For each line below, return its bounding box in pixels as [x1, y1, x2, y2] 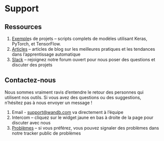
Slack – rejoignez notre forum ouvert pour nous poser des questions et [11, 57, 156, 62]
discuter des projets [11, 62, 53, 68]
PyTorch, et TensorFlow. [11, 41, 61, 47]
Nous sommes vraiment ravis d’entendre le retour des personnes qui [4, 89, 144, 95]
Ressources [4, 23, 42, 31]
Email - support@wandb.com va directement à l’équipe [11, 109, 124, 115]
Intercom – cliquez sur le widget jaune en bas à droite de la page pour [11, 114, 154, 120]
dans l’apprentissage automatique [11, 51, 81, 57]
